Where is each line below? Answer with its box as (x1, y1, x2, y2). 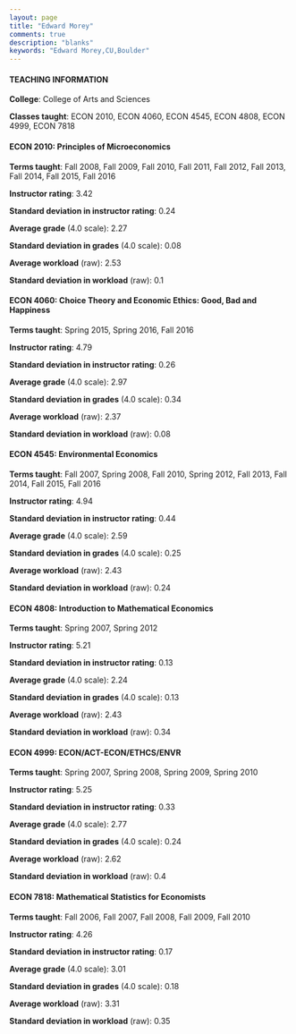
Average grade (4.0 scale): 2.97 (9, 377, 128, 387)
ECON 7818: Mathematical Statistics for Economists (9, 891, 206, 902)
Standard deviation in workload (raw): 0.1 (9, 275, 164, 285)
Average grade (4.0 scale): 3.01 (9, 963, 127, 974)
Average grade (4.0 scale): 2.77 (9, 819, 128, 830)
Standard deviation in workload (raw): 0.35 (9, 1015, 171, 1026)
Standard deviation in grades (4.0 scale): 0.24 (9, 836, 182, 847)
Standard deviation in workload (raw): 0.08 (9, 428, 172, 439)
